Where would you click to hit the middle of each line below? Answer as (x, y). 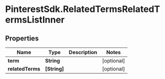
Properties (22, 38)
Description (83, 52)
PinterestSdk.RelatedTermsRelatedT (83, 9)
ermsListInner (35, 20)
